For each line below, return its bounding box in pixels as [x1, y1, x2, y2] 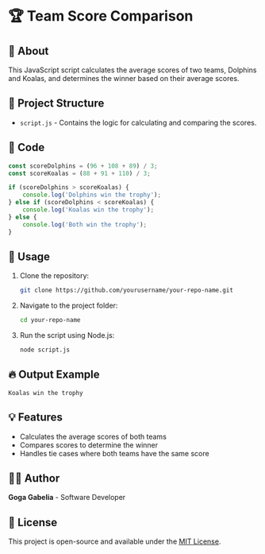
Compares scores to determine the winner [19, 440, 159, 450]
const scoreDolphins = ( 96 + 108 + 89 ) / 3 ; [8, 161, 158, 170]
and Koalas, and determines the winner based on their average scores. [8, 74, 240, 83]
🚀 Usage [8, 250, 50, 263]
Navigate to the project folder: [19, 300, 118, 311]
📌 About [8, 44, 49, 57]
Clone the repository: [19, 271, 90, 281]
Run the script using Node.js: [19, 331, 115, 340]
